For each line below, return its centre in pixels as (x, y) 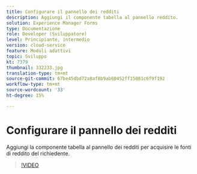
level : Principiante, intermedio (48, 40)
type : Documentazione (33, 28)
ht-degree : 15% (25, 95)
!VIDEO (30, 165)
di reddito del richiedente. (38, 153)
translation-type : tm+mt (37, 73)
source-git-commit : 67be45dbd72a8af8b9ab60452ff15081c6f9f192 (86, 79)
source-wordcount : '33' (36, 90)
